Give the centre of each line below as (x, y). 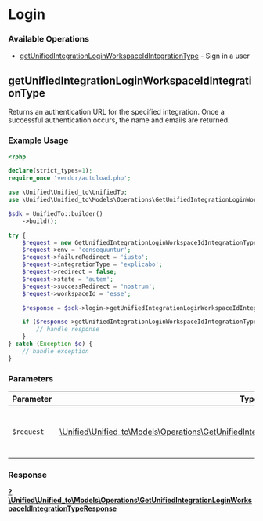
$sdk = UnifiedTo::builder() (56, 213)
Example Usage (38, 140)
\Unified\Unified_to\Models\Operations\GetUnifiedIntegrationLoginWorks (130, 501)
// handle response (68, 330)
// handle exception (56, 351)
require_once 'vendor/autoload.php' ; (70, 178)
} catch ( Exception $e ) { (50, 344)
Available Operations (49, 39)
